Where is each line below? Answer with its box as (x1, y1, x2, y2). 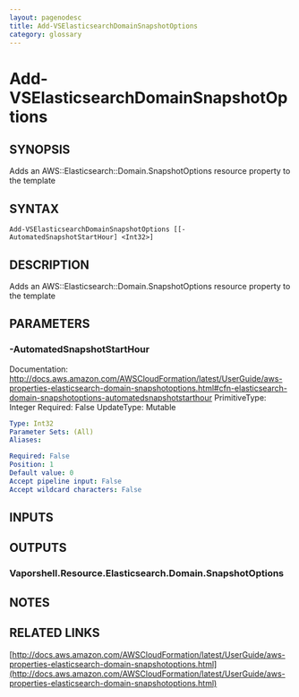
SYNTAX (9, 201, 60, 216)
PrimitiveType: (214, 392, 267, 403)
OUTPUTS (9, 540, 67, 555)
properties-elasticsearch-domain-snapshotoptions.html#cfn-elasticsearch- (9, 383, 288, 393)
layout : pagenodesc (9, 13, 82, 22)
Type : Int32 (9, 418, 54, 428)
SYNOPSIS (9, 142, 71, 157)
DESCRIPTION (9, 257, 90, 272)
